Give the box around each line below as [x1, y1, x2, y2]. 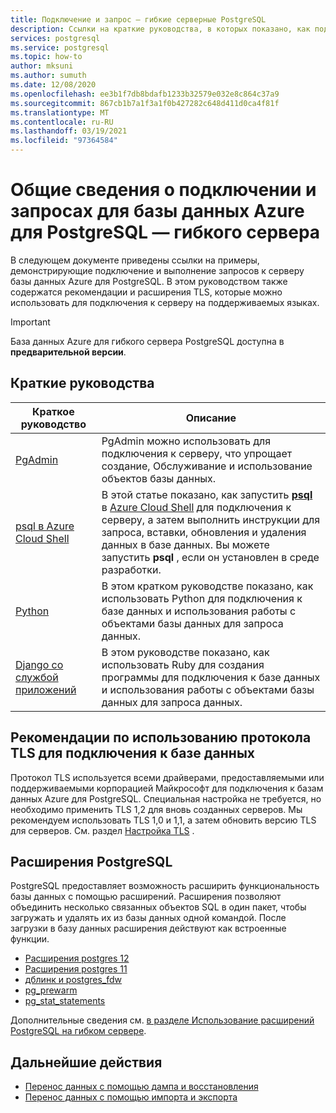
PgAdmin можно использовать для [101, 434, 272, 448]
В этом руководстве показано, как [101, 645, 270, 659]
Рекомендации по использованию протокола [10, 729, 312, 746]
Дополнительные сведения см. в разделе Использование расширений [10, 1014, 315, 1026]
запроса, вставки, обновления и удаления [101, 525, 307, 539]
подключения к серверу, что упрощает [101, 446, 293, 460]
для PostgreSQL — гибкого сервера [10, 221, 321, 244]
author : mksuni [10, 61, 74, 71]
